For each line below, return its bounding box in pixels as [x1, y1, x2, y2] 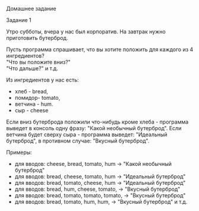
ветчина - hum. [14, 100, 53, 108]
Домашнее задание [6, 5, 56, 12]
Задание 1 [6, 17, 31, 23]
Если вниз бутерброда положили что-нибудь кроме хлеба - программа [6, 118, 189, 125]
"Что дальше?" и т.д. [6, 65, 58, 72]
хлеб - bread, [14, 88, 49, 95]
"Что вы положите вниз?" [6, 59, 71, 65]
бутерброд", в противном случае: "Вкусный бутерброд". [6, 137, 150, 144]
